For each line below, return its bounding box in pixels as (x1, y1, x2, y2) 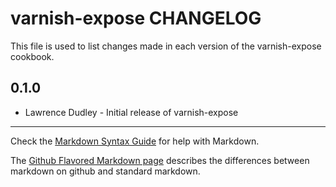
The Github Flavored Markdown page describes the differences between (10, 154, 310, 166)
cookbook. (10, 50, 55, 62)
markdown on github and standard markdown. (10, 165, 201, 177)
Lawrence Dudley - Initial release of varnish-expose (24, 106, 239, 118)
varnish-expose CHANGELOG (10, 7, 262, 30)
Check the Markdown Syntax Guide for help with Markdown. (10, 135, 260, 147)
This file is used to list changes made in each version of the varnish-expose (10, 40, 322, 52)
